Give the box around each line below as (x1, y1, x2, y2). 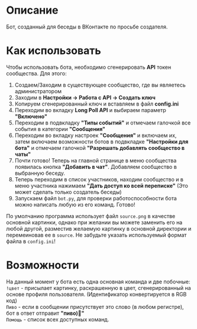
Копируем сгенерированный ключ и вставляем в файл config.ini (14, 100, 179, 107)
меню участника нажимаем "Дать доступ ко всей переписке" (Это (14, 182, 188, 189)
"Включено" (14, 113, 47, 120)
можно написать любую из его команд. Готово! (14, 201, 135, 208)
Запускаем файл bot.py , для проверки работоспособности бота (14, 194, 177, 202)
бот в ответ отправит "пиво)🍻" (6, 309, 85, 317)
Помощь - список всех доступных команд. (6, 315, 109, 323)
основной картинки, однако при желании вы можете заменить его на (6, 219, 183, 226)
